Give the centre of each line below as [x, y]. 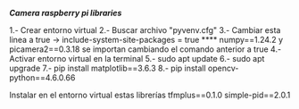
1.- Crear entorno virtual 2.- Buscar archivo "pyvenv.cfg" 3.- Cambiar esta [145, 30]
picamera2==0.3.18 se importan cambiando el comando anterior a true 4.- [145, 49]
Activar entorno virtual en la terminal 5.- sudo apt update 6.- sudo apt [137, 59]
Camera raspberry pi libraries [66, 13]
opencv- [224, 68]
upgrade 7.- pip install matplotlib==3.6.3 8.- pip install [108, 68]
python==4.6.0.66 [42, 78]
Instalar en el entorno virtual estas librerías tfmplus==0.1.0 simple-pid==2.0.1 [150, 95]
